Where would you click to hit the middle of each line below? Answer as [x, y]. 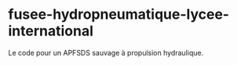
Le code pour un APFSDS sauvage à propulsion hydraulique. [106, 52]
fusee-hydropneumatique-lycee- [119, 14]
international [51, 31]
